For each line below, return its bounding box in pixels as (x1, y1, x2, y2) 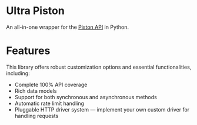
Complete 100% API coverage (14, 81, 88, 88)
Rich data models (14, 87, 57, 94)
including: (6, 69, 31, 77)
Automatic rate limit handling (14, 100, 84, 107)
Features (6, 44, 51, 58)
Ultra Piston (6, 4, 65, 18)
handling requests (14, 112, 59, 119)
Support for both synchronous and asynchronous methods (14, 93, 157, 100)
